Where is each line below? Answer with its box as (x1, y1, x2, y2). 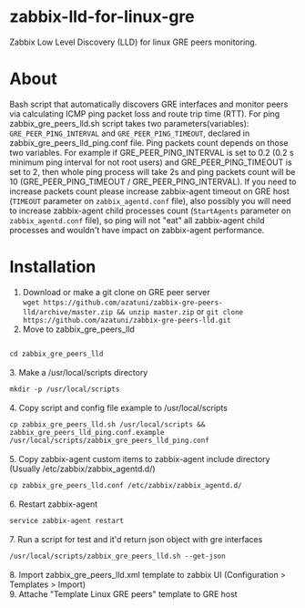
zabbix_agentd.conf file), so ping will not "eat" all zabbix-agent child (9, 214, 266, 225)
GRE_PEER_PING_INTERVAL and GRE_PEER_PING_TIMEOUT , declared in (9, 128, 250, 139)
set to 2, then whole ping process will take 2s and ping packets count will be (9, 166, 296, 177)
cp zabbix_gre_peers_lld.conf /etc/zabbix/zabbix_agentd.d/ (9, 480, 243, 489)
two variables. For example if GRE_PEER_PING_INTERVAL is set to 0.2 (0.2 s (9, 147, 294, 158)
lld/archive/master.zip (22, 307, 114, 316)
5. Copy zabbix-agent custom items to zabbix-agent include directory (9, 453, 270, 464)
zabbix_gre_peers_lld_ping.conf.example (9, 428, 166, 437)
